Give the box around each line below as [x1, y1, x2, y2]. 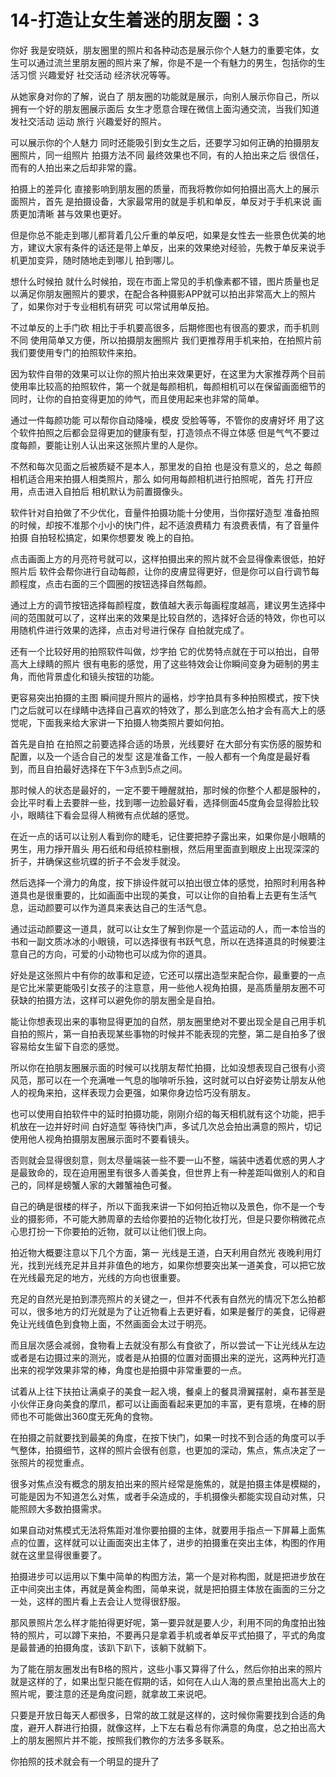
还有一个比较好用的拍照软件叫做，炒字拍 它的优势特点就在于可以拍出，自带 [10, 645, 320, 657]
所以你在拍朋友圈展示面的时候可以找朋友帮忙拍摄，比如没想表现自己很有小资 [10, 1061, 326, 1073]
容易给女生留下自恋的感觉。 [10, 1040, 125, 1052]
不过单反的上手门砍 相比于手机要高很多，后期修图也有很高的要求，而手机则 [10, 321, 320, 333]
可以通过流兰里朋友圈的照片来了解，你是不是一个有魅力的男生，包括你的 [18, 56, 317, 68]
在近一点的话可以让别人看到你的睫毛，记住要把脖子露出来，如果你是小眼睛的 [10, 830, 326, 842]
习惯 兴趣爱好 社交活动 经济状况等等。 [18, 69, 176, 81]
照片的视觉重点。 [18, 1456, 90, 1468]
